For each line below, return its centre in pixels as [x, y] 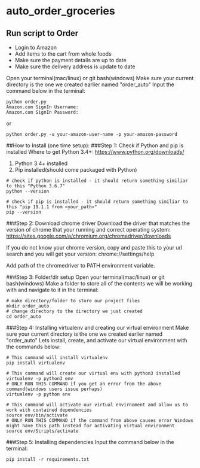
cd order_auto [24, 317]
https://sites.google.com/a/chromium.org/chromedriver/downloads [89, 236]
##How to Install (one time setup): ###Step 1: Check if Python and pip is [95, 145]
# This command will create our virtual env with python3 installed [93, 373]
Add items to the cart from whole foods [63, 54]
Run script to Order [42, 33]
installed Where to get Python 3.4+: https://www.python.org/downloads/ [95, 152]
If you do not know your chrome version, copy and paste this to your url [94, 247]
